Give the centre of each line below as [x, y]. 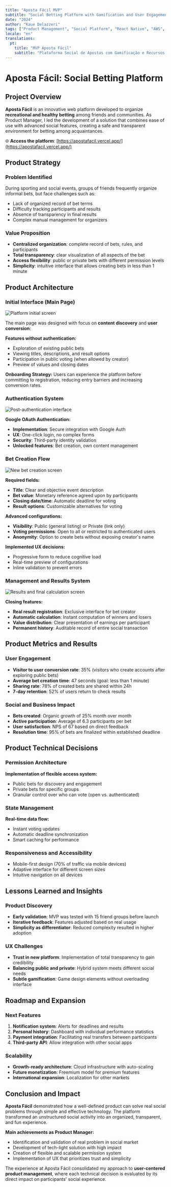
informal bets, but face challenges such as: [50, 194]
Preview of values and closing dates [50, 365]
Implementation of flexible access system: [51, 774]
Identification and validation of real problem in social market [75, 1142]
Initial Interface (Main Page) [40, 302]
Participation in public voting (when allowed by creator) [70, 359]
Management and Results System [48, 580]
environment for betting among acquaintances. [54, 131]
